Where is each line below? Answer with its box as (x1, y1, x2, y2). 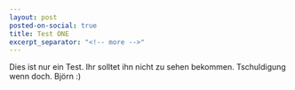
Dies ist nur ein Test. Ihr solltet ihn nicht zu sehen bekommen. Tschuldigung (9, 62, 286, 72)
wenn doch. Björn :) (9, 71, 82, 82)
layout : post (9, 12, 58, 22)
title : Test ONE (9, 29, 69, 38)
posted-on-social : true (9, 21, 98, 30)
